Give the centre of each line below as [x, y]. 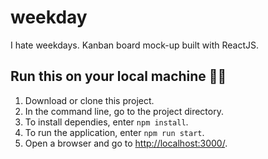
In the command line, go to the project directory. [124, 111]
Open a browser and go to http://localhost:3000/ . [126, 143]
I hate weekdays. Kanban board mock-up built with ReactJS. [135, 45]
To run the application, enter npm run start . [114, 132]
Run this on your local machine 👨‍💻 [118, 76]
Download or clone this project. [89, 100]
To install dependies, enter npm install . [106, 122]
